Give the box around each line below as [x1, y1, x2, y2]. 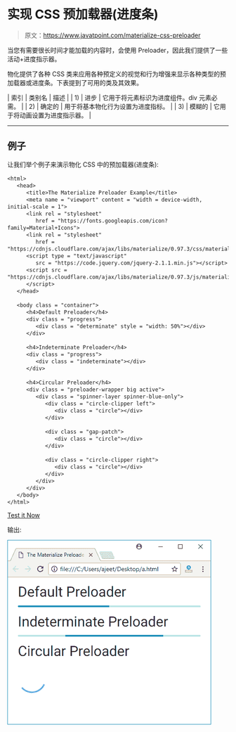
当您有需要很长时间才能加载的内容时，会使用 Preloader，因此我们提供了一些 [7, 46, 228, 54]
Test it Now [7, 511, 41, 519]
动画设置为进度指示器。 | [19, 110, 91, 120]
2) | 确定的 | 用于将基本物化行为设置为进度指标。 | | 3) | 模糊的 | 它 [29, 102, 220, 110]
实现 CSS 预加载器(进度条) [7, 6, 159, 23]
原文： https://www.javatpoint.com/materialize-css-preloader [24, 31, 201, 39]
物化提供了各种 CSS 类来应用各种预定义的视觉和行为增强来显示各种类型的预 [7, 70, 227, 78]
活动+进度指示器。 [7, 54, 61, 63]
